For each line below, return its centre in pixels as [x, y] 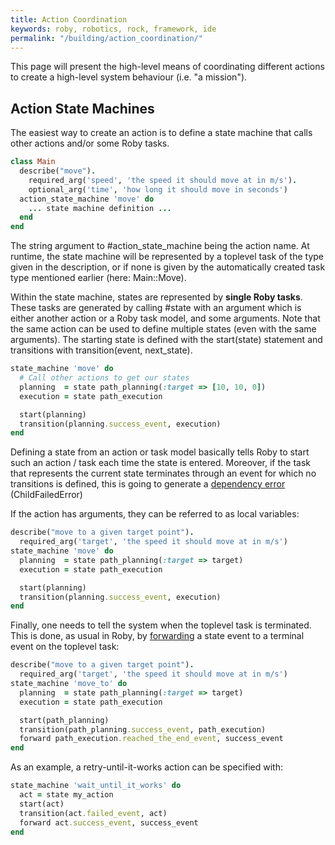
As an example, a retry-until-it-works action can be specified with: [146, 767]
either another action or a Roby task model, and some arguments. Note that [165, 318]
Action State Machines [82, 108]
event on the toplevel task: [65, 647]
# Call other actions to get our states [104, 378]
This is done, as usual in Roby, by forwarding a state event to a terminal [157, 636]
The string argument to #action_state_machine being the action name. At [160, 246]
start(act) [42, 804]
